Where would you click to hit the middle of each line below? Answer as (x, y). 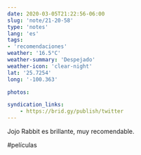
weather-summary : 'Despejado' (52, 60)
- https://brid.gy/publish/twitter (72, 111)
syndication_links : (36, 105)
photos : (19, 92)
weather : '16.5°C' (34, 54)
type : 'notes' (28, 27)
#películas (22, 145)
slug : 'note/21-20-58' (40, 20)
